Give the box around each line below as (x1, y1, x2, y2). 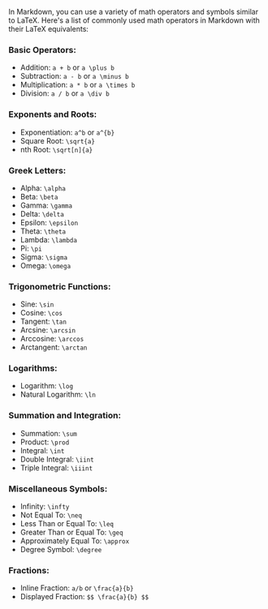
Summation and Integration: (8, 410, 122, 421)
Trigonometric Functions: (8, 281, 111, 292)
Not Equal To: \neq (19, 510, 83, 520)
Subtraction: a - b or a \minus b (19, 71, 129, 81)
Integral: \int (19, 445, 65, 455)
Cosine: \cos (19, 308, 63, 318)
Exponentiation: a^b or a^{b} (19, 127, 115, 137)
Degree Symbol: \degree (19, 545, 102, 555)
